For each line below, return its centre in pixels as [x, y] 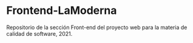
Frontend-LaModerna [62, 11]
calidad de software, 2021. [39, 33]
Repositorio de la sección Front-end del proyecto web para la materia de [97, 27]
